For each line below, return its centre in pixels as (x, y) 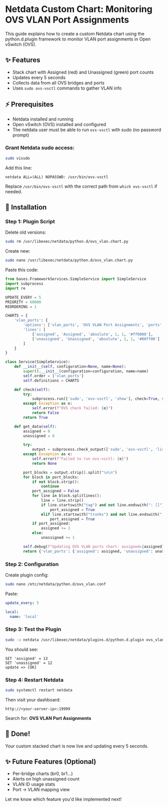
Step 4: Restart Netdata (34, 680)
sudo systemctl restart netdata (39, 690)
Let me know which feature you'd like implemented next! (63, 799)
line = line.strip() (62, 501)
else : (37, 533)
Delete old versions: (26, 232)
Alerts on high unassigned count (46, 779)
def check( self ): (32, 389)
